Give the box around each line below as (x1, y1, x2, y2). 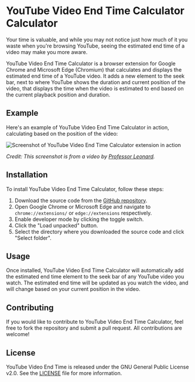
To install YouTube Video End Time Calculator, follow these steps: (6, 185, 164, 192)
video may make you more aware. (6, 48, 88, 55)
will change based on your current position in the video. (6, 286, 141, 293)
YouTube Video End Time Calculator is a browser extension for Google (6, 60, 176, 67)
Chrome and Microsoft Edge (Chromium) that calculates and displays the (6, 66, 182, 73)
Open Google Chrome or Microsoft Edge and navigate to (14, 203, 151, 210)
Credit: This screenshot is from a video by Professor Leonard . (6, 153, 155, 160)
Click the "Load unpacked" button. (14, 222, 98, 229)
